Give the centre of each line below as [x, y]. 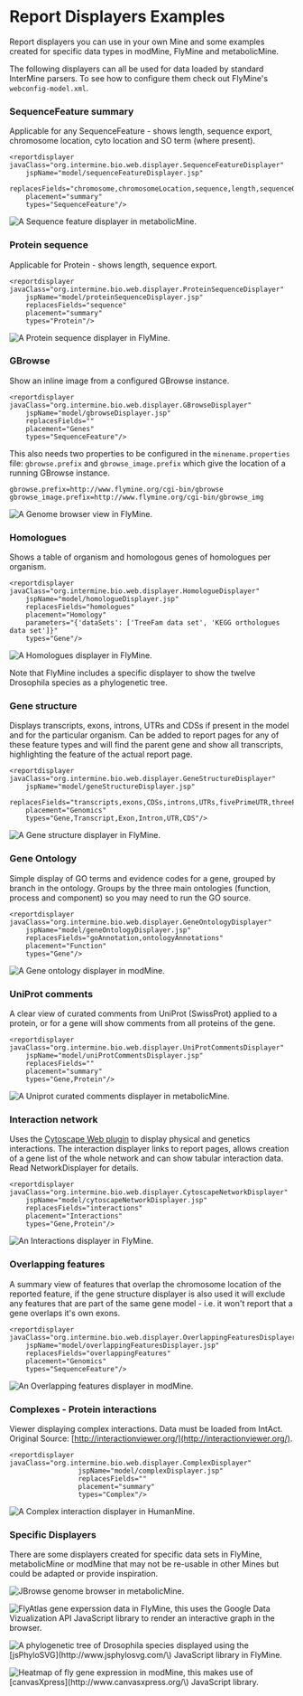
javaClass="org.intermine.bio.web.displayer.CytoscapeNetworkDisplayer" [149, 1192]
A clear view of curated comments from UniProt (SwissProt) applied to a [143, 1013]
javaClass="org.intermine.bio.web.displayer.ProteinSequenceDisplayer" [147, 289]
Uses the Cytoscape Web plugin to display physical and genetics [130, 1139]
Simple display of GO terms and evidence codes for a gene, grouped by [143, 878]
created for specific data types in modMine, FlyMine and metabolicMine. [144, 51]
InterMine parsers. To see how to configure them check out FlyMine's [139, 78]
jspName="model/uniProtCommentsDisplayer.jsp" [115, 1056]
